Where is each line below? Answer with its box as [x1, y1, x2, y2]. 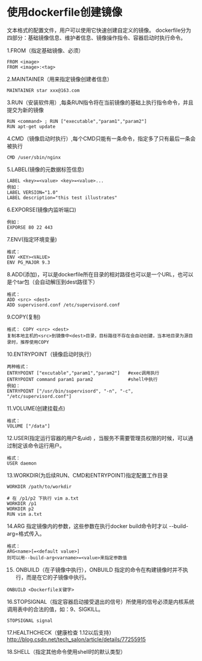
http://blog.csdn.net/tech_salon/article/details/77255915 [7, 636, 146, 643]
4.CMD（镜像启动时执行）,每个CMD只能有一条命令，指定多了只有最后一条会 [7, 135, 196, 142]
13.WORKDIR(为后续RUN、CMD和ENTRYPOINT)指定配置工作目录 [7, 471, 168, 479]
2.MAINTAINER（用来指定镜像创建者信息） [7, 75, 113, 82]
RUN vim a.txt [7, 511, 43, 517]
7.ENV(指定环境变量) [7, 235, 58, 243]
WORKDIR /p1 [7, 500, 37, 506]
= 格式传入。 [14, 530, 45, 537]
